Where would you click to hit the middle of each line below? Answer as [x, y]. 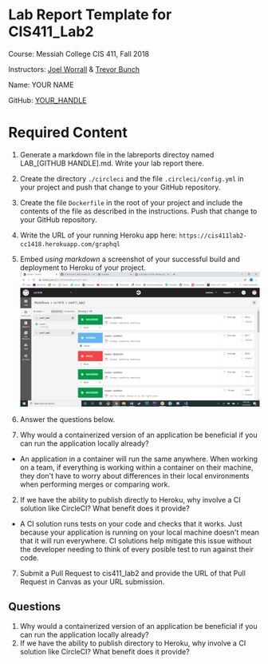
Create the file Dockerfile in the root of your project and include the [131, 202]
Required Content [68, 133]
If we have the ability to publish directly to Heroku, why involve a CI [130, 499]
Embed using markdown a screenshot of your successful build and [130, 259]
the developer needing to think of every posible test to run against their [136, 549]
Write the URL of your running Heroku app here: [99, 235]
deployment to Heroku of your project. [83, 267]
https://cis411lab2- [213, 236]
